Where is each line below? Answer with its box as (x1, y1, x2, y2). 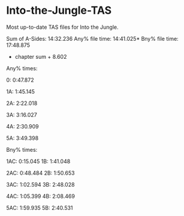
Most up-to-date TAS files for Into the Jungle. (6, 23, 119, 31)
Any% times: (6, 64, 38, 72)
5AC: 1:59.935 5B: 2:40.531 (6, 204, 73, 211)
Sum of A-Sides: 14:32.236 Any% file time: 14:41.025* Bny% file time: (6, 35, 179, 42)
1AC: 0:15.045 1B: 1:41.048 (6, 157, 71, 165)
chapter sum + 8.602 (14, 53, 67, 60)
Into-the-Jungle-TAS (6, 4, 112, 17)
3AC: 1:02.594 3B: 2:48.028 (6, 181, 75, 188)
